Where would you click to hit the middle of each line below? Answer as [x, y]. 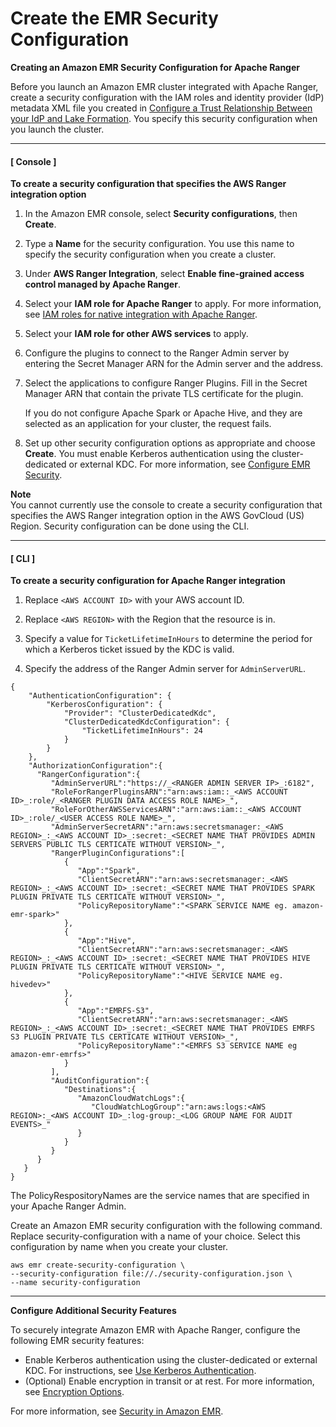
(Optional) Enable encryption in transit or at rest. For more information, [169, 1381]
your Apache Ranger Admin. [68, 1206]
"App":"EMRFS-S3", [116, 1011]
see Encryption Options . [74, 1392]
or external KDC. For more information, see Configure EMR [189, 464]
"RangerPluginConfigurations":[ [118, 853]
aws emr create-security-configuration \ [98, 1265]
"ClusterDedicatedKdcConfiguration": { [146, 722]
